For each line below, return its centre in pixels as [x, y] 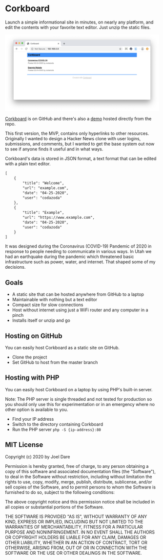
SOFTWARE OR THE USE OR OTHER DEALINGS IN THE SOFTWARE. [73, 553]
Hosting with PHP [32, 378]
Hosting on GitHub [34, 336]
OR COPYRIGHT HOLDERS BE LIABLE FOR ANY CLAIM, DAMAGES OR [76, 537]
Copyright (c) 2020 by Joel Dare [38, 457]
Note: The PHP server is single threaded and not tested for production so [79, 399]
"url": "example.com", [46, 188]
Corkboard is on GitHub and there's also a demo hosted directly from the [78, 119]
